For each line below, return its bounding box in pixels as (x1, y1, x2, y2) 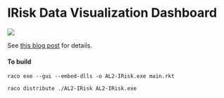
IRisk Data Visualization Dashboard (7, 5, 217, 21)
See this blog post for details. (7, 41, 93, 50)
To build (7, 57, 32, 66)
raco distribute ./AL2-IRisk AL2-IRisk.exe (7, 85, 137, 92)
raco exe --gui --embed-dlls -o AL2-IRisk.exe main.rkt (7, 73, 175, 80)
